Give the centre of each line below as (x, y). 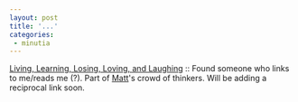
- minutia (32, 43)
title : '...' (34, 26)
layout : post (34, 18)
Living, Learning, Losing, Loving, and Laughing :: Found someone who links (149, 69)
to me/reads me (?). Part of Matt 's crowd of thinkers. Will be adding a (138, 79)
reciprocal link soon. (47, 88)
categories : (32, 34)
